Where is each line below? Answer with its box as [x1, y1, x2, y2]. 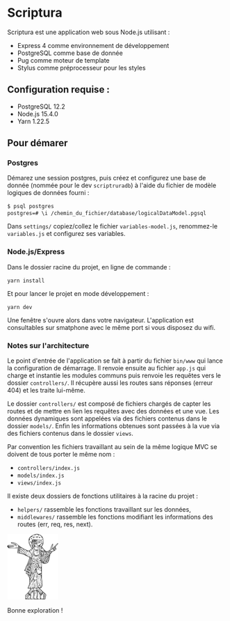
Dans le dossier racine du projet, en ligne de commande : [7, 262, 171, 271]
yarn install [7, 277, 45, 284]
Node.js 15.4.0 [17, 109, 58, 118]
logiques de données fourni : [7, 189, 90, 197]
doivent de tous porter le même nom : [7, 450, 115, 459]
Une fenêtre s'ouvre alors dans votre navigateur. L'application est [7, 315, 195, 324]
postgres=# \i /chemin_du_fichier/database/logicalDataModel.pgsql [7, 210, 207, 217]
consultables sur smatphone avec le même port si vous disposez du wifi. [7, 323, 215, 331]
